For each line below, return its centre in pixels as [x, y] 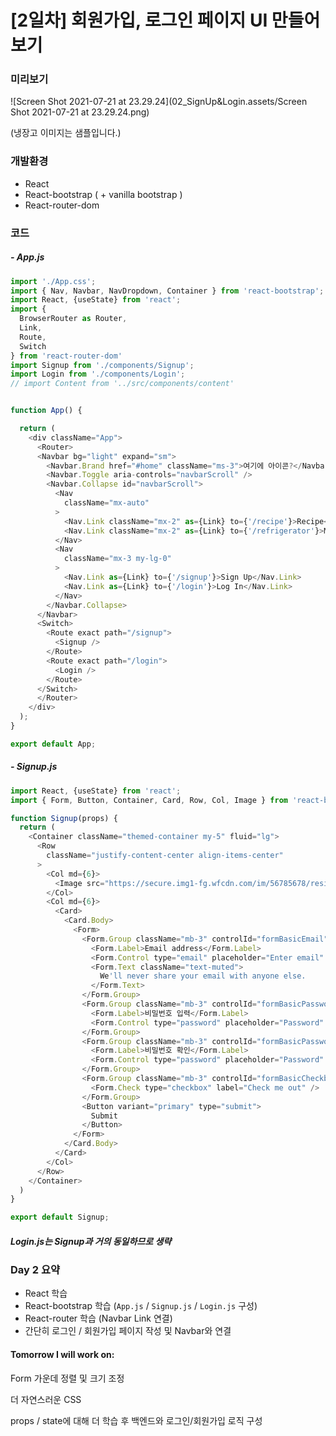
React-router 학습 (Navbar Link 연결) [98, 1318]
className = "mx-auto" [106, 503]
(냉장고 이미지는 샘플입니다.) [66, 133]
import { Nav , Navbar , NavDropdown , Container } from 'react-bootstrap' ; [167, 291]
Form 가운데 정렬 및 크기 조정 [67, 1378]
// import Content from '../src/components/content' [122, 384]
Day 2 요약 [35, 1270]
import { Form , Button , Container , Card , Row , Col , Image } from [149, 800]
